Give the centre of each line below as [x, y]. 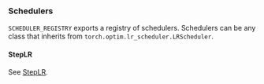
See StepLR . [28, 71]
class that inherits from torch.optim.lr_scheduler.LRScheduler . [111, 36]
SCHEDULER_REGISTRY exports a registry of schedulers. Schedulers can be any [132, 28]
